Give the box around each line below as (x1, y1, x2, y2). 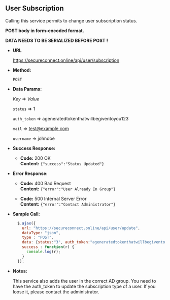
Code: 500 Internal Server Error (20, 195, 87, 202)
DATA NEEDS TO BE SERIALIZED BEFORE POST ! (5, 37, 108, 43)
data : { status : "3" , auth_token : (22, 240, 90, 245)
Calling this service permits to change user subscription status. (5, 17, 138, 23)
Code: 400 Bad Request (20, 180, 71, 186)
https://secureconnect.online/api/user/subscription (12, 57, 120, 63)
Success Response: (12, 145, 56, 151)
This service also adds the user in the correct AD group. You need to (12, 278, 156, 284)
